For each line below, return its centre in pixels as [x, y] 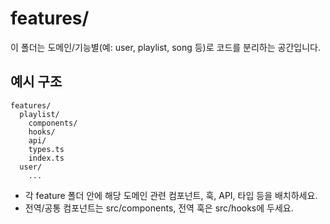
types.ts [46, 149]
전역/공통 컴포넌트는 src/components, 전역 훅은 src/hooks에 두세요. [159, 208]
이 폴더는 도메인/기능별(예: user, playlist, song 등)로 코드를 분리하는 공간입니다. [166, 47]
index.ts [46, 158]
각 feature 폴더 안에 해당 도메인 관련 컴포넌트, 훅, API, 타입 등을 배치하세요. [171, 195]
